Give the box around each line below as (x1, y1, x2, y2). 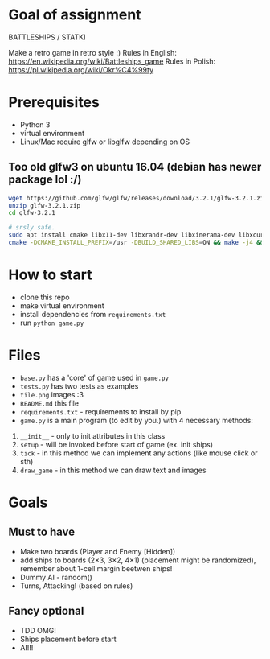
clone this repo (19, 292, 70, 302)
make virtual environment (19, 300, 104, 311)
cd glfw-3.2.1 (8, 209, 56, 217)
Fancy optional (8, 604, 84, 618)
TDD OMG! (19, 625, 56, 635)
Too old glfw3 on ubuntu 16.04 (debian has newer (8, 160, 262, 174)
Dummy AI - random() (19, 572, 92, 582)
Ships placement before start (19, 634, 117, 644)
